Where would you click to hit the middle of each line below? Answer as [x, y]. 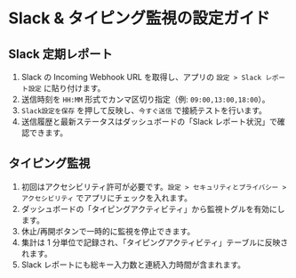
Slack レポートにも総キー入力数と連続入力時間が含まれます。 [133, 265]
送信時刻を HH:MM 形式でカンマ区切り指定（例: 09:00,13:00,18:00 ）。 [145, 99]
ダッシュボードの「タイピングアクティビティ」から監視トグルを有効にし [153, 208]
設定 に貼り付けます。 [67, 88]
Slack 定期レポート [60, 54]
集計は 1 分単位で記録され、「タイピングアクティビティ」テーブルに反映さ [155, 242]
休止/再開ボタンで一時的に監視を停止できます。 [108, 231]
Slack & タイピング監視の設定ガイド [139, 18]
